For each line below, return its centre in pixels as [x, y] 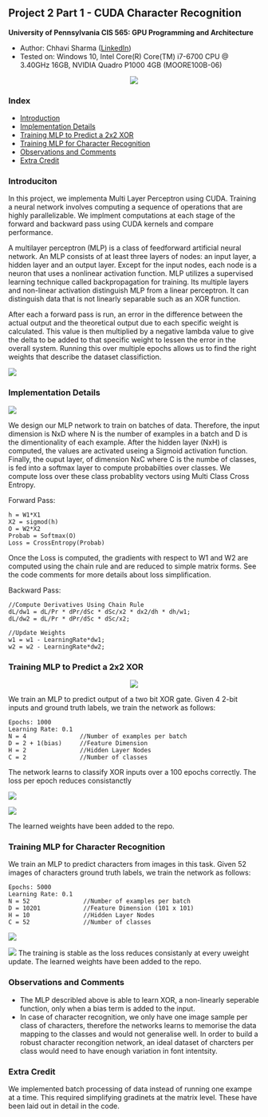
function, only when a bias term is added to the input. [107, 1008]
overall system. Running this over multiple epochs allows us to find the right [132, 349]
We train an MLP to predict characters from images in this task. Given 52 [128, 864]
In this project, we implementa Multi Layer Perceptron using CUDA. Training [132, 198]
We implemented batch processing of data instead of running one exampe [130, 1089]
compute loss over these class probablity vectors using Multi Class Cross [129, 476]
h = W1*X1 [25, 515]
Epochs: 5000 [30, 888]
